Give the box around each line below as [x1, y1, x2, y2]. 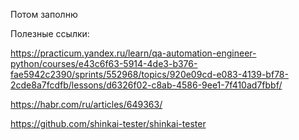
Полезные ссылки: [10, 28, 90, 39]
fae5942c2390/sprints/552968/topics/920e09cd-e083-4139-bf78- [10, 69, 289, 80]
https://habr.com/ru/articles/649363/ [10, 99, 163, 110]
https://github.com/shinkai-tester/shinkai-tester [10, 118, 207, 129]
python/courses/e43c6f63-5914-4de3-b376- [10, 58, 198, 69]
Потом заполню [10, 9, 78, 20]
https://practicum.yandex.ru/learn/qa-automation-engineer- [10, 47, 257, 59]
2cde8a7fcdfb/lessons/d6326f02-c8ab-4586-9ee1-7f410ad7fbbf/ [10, 79, 283, 91]
